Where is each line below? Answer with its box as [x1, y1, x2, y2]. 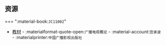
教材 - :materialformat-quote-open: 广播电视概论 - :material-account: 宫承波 [12, 28, 161, 34]
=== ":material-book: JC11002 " [5, 18, 66, 24]
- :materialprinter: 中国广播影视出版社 [12, 34, 82, 40]
